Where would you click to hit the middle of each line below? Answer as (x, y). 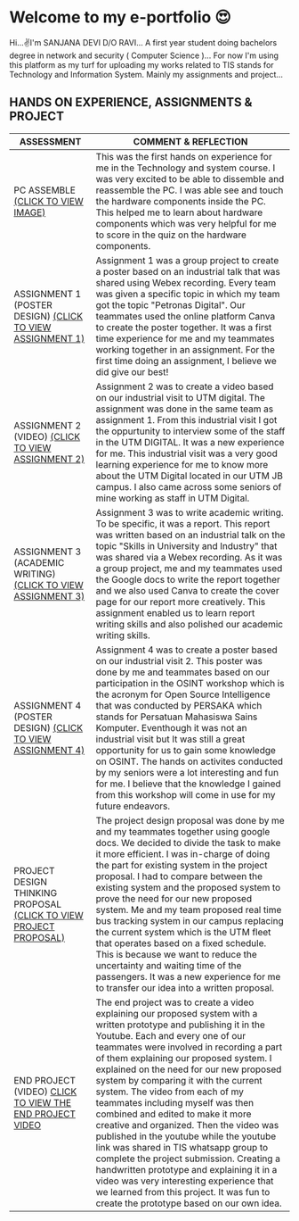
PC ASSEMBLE (44, 190)
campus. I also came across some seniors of (189, 486)
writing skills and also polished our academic (189, 624)
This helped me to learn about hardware (179, 212)
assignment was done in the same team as (185, 409)
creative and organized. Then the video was (187, 1125)
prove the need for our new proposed (174, 898)
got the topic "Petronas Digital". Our (171, 304)
